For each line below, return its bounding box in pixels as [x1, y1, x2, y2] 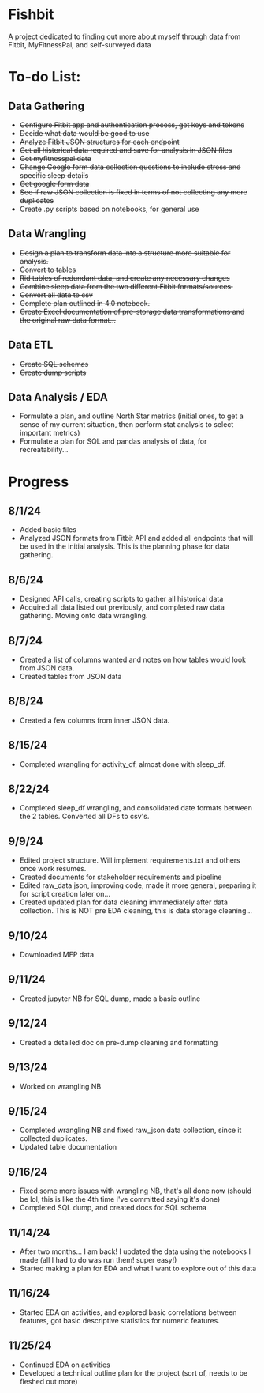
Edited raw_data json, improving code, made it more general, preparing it [19, 881, 257, 890]
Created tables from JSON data [19, 672, 122, 681]
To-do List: [8, 68, 81, 86]
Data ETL [8, 338, 54, 352]
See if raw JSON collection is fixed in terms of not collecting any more [19, 187, 248, 197]
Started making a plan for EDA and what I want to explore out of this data [19, 1263, 257, 1273]
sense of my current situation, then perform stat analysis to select [19, 420, 234, 429]
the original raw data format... [19, 315, 117, 325]
